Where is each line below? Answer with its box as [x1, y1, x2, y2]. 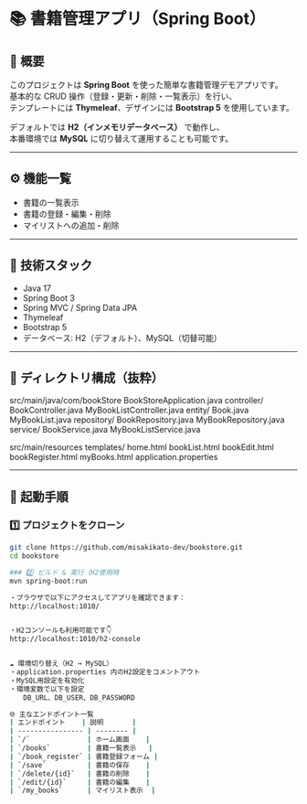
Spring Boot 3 [22, 292, 76, 303]
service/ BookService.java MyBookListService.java [9, 424, 201, 435]
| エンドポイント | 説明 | [9, 718, 137, 727]
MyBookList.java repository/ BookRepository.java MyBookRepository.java [9, 414, 285, 425]
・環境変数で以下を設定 [9, 684, 85, 693]
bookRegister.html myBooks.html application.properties [9, 452, 218, 463]
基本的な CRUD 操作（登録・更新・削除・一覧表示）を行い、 [9, 91, 238, 102]
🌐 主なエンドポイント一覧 [9, 710, 94, 719]
